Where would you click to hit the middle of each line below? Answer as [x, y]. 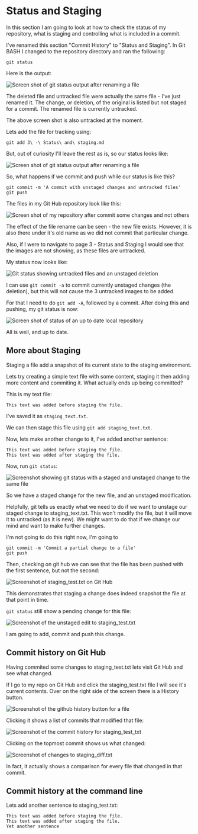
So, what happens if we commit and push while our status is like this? [91, 177]
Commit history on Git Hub [56, 653]
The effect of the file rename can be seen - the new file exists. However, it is [99, 226]
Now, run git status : [32, 466]
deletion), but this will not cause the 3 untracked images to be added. [91, 291]
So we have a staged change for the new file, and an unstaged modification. [99, 495]
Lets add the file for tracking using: [49, 131]
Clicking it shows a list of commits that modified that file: [75, 720]
